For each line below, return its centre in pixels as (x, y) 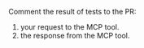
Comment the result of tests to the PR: (72, 12)
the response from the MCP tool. (75, 36)
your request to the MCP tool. (70, 27)
